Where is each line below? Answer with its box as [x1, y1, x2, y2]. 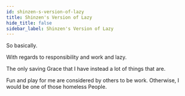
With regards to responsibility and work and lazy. [6, 53, 127, 61]
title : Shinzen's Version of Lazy [6, 14, 93, 20]
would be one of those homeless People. [6, 83, 107, 91]
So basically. [6, 42, 38, 49]
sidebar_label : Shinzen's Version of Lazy [6, 25, 114, 32]
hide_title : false [6, 20, 52, 26]
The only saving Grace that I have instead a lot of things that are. [6, 65, 166, 73]
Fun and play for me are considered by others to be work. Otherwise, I [6, 77, 180, 84]
